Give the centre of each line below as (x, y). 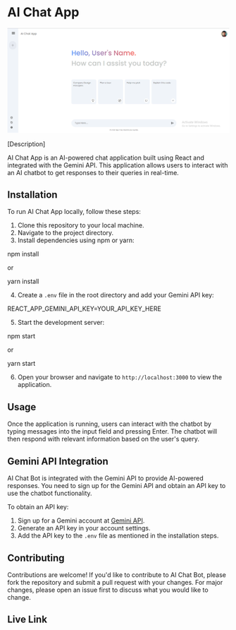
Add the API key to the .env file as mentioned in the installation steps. (118, 536)
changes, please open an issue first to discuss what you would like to (108, 590)
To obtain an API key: (38, 507)
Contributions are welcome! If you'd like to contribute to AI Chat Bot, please (117, 575)
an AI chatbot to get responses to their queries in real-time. (93, 172)
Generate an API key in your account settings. (84, 528)
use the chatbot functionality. (50, 493)
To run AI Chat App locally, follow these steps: (74, 212)
